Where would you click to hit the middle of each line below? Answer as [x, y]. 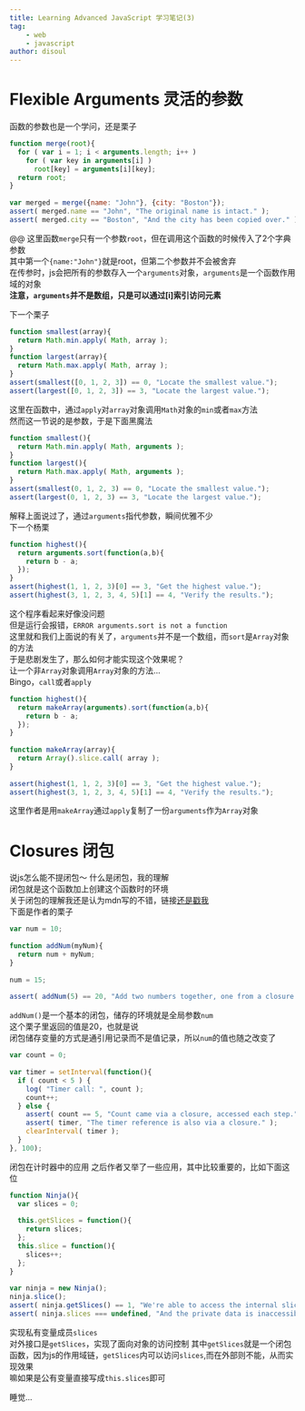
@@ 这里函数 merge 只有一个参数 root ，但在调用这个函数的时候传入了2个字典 [150, 238]
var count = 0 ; [38, 1055]
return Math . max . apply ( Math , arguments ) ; [101, 472]
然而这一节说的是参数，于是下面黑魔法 [81, 420]
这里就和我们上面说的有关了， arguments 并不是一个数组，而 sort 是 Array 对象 [149, 636]
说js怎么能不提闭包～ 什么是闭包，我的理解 [89, 878]
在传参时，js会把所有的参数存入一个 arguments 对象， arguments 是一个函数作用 [152, 272]
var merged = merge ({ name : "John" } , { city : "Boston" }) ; [117, 203]
